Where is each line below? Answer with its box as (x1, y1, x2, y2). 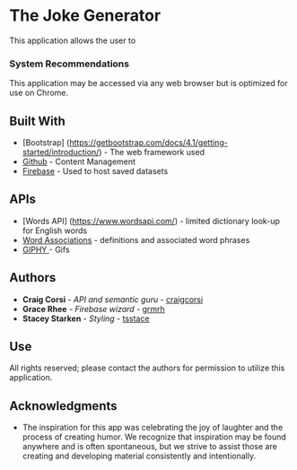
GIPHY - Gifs (22, 244, 70, 255)
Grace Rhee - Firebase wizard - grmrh (22, 303, 166, 314)
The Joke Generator (9, 5, 162, 26)
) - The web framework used (98, 147, 205, 158)
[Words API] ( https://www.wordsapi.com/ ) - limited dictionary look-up (22, 215, 281, 226)
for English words (22, 225, 88, 236)
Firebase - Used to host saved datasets (22, 166, 169, 177)
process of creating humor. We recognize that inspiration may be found (22, 431, 287, 442)
